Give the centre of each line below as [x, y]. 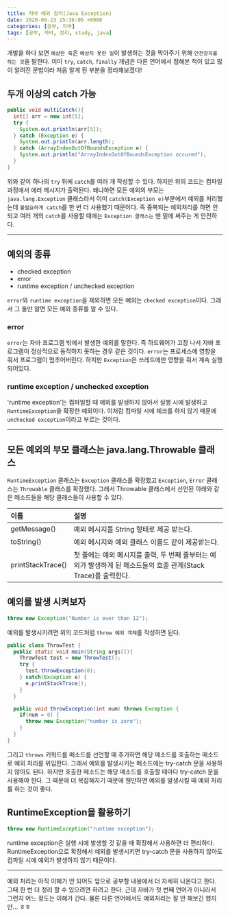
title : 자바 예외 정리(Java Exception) [60, 13]
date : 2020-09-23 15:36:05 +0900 [55, 20]
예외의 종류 [29, 254]
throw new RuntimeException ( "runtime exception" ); [81, 829]
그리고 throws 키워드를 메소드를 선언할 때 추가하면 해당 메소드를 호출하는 [104, 754]
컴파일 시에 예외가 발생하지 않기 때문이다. [62, 860]
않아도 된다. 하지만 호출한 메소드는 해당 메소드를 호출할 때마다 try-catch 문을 [116, 772]
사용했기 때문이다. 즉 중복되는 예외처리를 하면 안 [154, 207]
